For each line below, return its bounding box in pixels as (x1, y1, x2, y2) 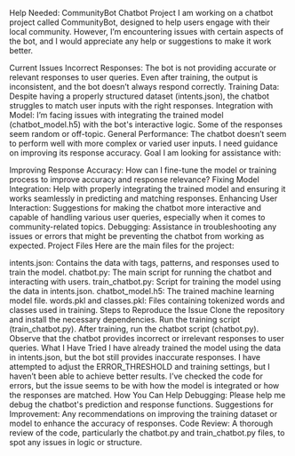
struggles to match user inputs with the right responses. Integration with (9, 100, 274, 110)
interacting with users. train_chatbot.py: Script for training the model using (9, 276, 282, 287)
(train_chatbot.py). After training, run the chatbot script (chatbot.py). (9, 324, 259, 334)
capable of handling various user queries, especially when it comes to (9, 212, 266, 222)
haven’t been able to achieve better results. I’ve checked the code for (9, 371, 264, 381)
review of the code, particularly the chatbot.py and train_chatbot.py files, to (9, 428, 285, 438)
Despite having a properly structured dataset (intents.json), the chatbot (9, 91, 269, 101)
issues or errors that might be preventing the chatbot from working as (9, 231, 265, 241)
